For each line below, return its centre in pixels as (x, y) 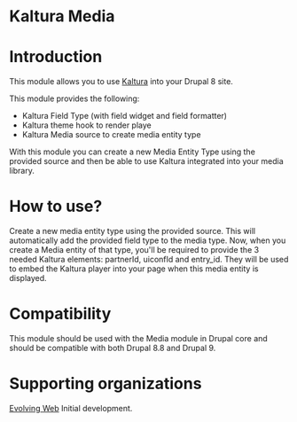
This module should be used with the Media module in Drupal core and (138, 338)
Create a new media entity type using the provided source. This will (132, 231)
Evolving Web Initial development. (71, 408)
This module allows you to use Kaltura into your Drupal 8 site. (121, 82)
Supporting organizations (106, 384)
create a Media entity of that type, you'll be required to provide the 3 (134, 250)
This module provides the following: (74, 98)
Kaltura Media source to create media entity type (111, 135)
